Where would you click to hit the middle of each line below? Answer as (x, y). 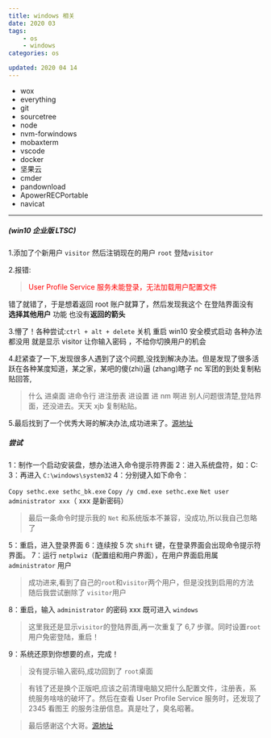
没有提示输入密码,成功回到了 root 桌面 (90, 671)
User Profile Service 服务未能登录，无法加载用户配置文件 (123, 286)
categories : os (34, 53)
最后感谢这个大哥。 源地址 (71, 725)
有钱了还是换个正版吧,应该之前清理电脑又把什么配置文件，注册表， (139, 688)
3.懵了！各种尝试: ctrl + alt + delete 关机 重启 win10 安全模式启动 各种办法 (135, 331)
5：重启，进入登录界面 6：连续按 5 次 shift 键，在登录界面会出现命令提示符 (135, 544)
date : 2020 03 (32, 23)
